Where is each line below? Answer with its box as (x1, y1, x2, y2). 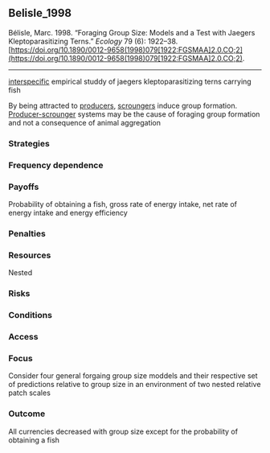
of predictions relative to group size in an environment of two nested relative (8, 380, 261, 389)
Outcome (8, 408, 46, 419)
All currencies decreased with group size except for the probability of (8, 426, 239, 436)
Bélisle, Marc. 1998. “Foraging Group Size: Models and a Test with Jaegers (8, 27, 256, 37)
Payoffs (8, 181, 39, 192)
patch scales (8, 388, 51, 397)
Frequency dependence (8, 159, 104, 171)
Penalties (8, 228, 46, 239)
